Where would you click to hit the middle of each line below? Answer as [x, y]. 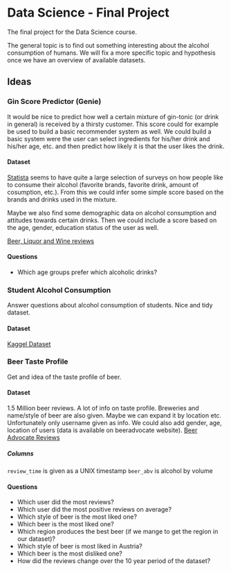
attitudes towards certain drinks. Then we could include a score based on [112, 220]
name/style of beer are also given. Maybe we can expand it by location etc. [114, 415]
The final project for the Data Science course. [72, 32]
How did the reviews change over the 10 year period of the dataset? [114, 561]
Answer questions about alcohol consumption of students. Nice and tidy [110, 305]
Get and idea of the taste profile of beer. [64, 377]
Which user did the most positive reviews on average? [94, 510]
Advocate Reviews [34, 438]
